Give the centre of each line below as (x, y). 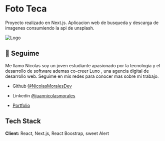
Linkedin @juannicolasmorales (44, 95)
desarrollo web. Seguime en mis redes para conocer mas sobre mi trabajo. (82, 76)
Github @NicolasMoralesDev (42, 86)
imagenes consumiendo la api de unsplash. (50, 28)
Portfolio (21, 105)
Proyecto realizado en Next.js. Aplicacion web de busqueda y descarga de (82, 23)
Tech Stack (23, 121)
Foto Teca (26, 9)
